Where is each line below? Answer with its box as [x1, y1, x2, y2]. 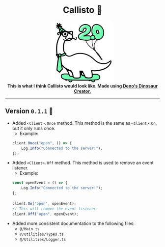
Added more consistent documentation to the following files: [12, 220, 135, 226]
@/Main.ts [19, 226, 40, 231]
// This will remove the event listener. [12, 206, 98, 211]
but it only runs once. [12, 125, 55, 131]
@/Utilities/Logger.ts [19, 237, 66, 242]
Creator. [74, 88, 91, 94]
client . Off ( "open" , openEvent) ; [12, 211, 79, 217]
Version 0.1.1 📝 [5, 107, 54, 115]
